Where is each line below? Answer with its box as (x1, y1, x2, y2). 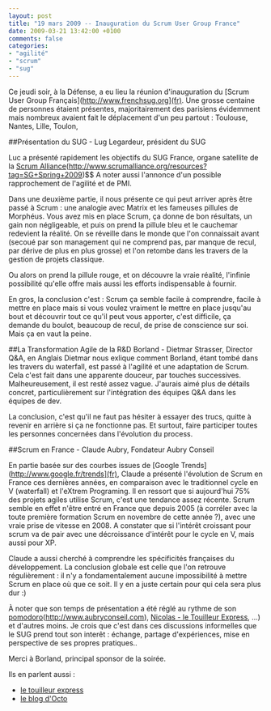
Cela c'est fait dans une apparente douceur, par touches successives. (8, 370, 241, 380)
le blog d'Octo (19, 693, 68, 703)
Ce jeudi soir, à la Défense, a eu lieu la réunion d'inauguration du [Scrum (8, 87, 249, 96)
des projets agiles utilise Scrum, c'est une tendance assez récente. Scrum (8, 495, 255, 505)
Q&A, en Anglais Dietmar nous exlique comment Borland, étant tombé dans (8, 353, 259, 363)
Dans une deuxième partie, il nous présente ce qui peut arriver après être (8, 194, 252, 203)
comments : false (8, 34, 63, 43)
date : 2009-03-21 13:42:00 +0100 (8, 27, 121, 35)
